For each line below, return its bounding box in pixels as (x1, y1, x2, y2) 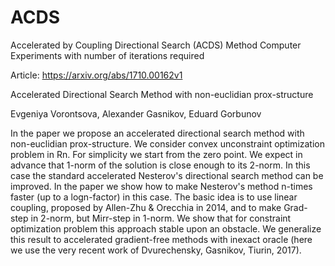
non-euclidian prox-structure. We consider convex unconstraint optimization (10, 137, 326, 150)
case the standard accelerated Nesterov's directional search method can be (10, 169, 324, 181)
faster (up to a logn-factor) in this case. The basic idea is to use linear (10, 191, 298, 203)
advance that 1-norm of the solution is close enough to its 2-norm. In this (10, 159, 311, 171)
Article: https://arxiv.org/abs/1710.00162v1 (10, 69, 183, 81)
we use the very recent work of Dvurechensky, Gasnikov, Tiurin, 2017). (10, 244, 302, 256)
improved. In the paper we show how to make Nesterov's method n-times (10, 180, 313, 192)
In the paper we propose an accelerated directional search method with (10, 127, 305, 139)
